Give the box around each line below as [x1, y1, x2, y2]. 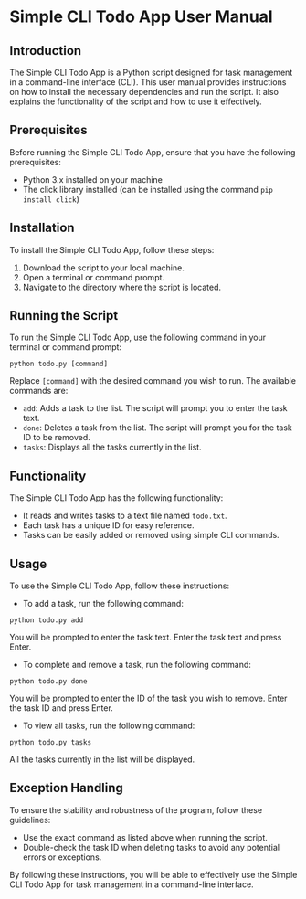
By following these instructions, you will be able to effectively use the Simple [9, 869, 298, 880]
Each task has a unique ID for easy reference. [22, 520, 195, 531]
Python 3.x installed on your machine [22, 174, 163, 185]
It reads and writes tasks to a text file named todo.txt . [22, 510, 227, 522]
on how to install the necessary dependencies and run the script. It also [9, 87, 279, 97]
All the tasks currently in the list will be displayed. [9, 754, 195, 765]
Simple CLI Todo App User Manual [9, 6, 273, 27]
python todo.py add [9, 616, 84, 625]
